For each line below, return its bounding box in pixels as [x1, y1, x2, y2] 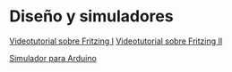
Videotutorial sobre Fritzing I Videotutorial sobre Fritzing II [9, 36, 223, 46]
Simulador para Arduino [9, 52, 97, 63]
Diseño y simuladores [9, 6, 174, 27]
